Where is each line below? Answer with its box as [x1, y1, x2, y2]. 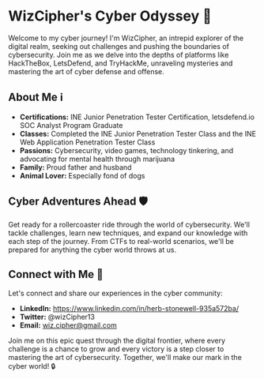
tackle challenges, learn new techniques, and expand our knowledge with [8, 228, 248, 238]
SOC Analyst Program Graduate [19, 120, 123, 129]
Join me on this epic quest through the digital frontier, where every [8, 336, 226, 346]
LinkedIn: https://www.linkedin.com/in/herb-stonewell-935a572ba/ [19, 304, 239, 313]
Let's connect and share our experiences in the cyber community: [8, 288, 223, 298]
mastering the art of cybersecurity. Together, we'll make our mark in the [8, 353, 243, 362]
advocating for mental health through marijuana [19, 154, 175, 163]
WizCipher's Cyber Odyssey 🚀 [8, 7, 212, 25]
